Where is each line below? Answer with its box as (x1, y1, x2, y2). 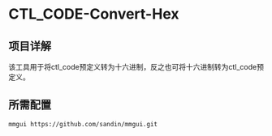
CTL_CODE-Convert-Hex (8, 5, 179, 23)
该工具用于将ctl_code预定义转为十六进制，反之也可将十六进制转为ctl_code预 (8, 62, 264, 71)
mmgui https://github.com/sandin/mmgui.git (8, 120, 158, 128)
